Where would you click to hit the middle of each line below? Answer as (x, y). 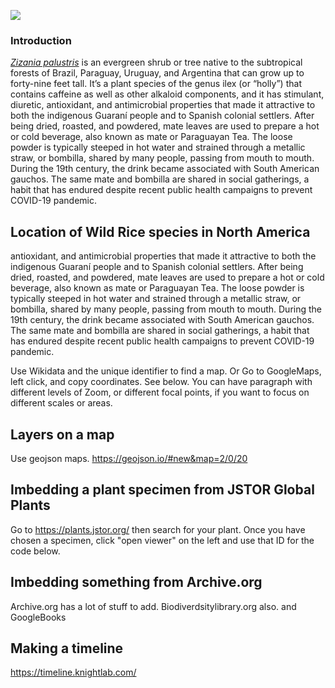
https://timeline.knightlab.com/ (73, 672)
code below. (35, 551)
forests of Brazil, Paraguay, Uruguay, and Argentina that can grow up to (157, 73)
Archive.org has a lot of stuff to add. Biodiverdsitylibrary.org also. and (153, 606)
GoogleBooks (38, 617)
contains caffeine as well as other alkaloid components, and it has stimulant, (167, 94)
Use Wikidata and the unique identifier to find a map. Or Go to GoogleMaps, (166, 371)
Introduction (41, 40)
